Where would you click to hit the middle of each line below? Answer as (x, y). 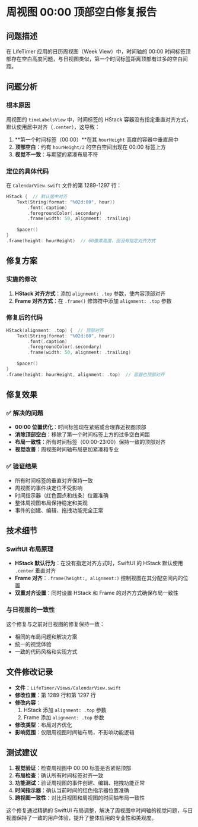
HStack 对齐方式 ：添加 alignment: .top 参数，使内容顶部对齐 (90, 293)
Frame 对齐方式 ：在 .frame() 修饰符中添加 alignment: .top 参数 (93, 300)
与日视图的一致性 (31, 610)
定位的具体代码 (28, 171)
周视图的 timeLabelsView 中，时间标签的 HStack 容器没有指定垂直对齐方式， (99, 119)
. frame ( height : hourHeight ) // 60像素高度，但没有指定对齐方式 (81, 241)
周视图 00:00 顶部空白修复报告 (82, 12)
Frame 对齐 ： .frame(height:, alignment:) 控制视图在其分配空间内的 (99, 578)
